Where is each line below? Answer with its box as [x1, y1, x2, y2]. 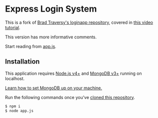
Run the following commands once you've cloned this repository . [5, 94, 135, 100]
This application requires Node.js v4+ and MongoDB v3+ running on [5, 70, 142, 76]
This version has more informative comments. [5, 34, 97, 40]
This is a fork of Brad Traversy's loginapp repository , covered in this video [5, 19, 153, 25]
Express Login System [5, 3, 97, 15]
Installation [5, 57, 40, 66]
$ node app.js [5, 108, 34, 113]
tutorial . [5, 24, 20, 30]
